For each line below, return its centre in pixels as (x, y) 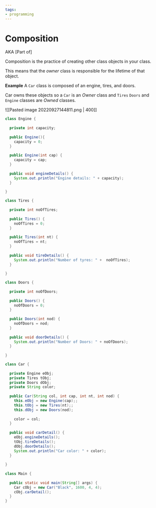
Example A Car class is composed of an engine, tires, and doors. (70, 86)
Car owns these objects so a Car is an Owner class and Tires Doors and (77, 95)
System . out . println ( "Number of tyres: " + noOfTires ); (72, 260)
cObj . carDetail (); (33, 492)
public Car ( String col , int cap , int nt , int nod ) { (65, 396)
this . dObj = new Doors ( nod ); (44, 410)
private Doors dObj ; (30, 382)
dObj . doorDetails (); (35, 446)
